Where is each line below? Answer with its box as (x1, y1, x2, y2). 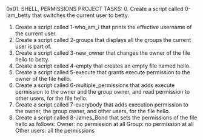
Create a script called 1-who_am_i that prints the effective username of (15, 24, 192, 30)
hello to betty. (15, 56, 50, 63)
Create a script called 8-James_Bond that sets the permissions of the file (15, 114, 198, 121)
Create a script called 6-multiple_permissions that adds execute (15, 82, 175, 89)
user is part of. (15, 43, 52, 50)
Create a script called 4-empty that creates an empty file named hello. (15, 62, 191, 69)
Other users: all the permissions (15, 127, 95, 134)
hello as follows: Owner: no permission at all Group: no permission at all (15, 121, 194, 127)
